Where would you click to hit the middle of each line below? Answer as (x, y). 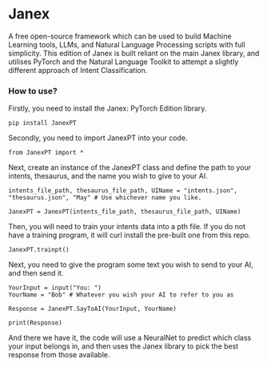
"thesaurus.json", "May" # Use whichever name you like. (105, 198)
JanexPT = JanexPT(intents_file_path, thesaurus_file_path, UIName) (125, 212)
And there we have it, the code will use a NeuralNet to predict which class (130, 338)
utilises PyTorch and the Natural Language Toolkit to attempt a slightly (124, 62)
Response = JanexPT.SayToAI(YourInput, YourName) (93, 309)
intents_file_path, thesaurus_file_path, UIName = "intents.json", (123, 191)
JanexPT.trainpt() (39, 250)
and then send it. (36, 273)
